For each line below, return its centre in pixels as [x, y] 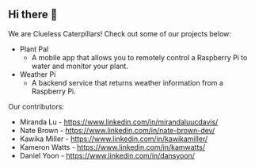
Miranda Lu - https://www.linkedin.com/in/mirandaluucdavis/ [119, 122]
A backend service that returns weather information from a [127, 82]
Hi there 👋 [33, 15]
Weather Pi [38, 74]
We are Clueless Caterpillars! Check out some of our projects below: [120, 33]
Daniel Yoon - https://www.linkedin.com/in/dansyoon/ [107, 155]
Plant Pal [34, 49]
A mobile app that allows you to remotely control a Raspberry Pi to [139, 57]
